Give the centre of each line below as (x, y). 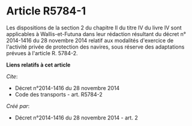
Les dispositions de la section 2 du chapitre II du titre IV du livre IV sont (94, 28)
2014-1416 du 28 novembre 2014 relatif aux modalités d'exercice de (90, 40)
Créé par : (18, 106)
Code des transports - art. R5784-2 (59, 94)
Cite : (12, 76)
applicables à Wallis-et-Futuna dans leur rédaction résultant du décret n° (96, 34)
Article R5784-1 (46, 11)
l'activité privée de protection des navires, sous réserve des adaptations (95, 47)
